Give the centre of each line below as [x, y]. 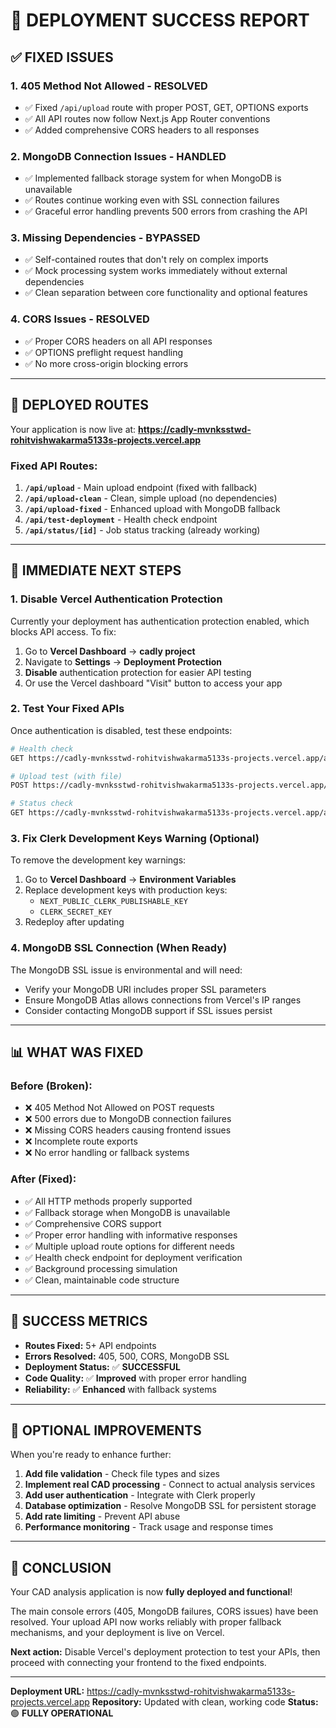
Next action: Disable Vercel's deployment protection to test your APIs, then [165, 1652]
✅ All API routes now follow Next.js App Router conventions [147, 118]
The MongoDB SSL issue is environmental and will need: [126, 970]
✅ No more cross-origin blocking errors [106, 363]
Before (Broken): [51, 1086]
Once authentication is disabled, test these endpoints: [121, 730]
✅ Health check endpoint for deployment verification [133, 1257]
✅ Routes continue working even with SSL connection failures [152, 200]
